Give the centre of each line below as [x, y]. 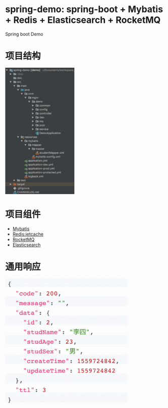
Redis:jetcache [28, 234]
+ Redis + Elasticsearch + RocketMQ [83, 20]
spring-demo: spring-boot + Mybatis [84, 9]
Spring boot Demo [24, 34]
